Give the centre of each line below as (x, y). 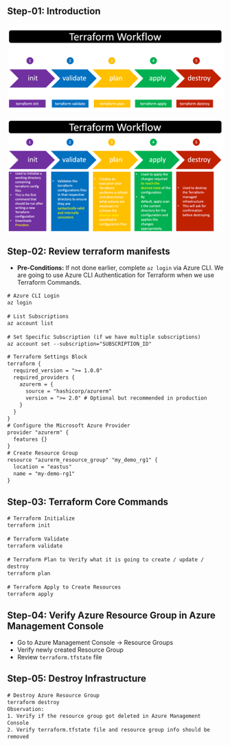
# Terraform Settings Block (47, 357)
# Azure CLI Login (33, 296)
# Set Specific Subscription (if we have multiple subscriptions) (104, 337)
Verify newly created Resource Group (70, 650)
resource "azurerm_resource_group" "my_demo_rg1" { (82, 460)
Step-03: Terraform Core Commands (88, 502)
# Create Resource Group (43, 453)
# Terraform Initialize (41, 518)
